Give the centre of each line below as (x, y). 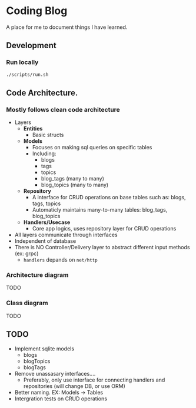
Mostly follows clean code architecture (63, 109)
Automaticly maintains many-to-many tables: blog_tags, (100, 210)
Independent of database (45, 241)
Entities (33, 129)
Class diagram (27, 303)
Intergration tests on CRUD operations (61, 399)
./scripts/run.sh (27, 75)
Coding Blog (37, 11)
